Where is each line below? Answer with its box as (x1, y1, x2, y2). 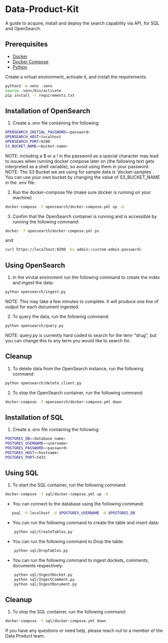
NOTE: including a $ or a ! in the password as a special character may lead (5, 153, 159, 159)
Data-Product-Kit (5, 4, 79, 15)
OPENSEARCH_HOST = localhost (5, 135, 61, 140)
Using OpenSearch (5, 261, 65, 270)
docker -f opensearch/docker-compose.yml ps (5, 228, 99, 233)
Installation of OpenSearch (5, 106, 90, 115)
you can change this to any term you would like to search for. (5, 337, 131, 343)
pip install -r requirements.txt (5, 93, 75, 98)
